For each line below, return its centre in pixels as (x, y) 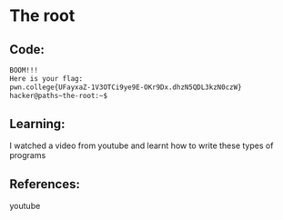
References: (45, 184)
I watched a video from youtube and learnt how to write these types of (141, 145)
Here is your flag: (46, 78)
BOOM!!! (24, 70)
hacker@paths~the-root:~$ (58, 95)
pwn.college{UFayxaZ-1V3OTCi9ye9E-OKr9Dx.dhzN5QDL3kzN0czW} (126, 87)
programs (28, 155)
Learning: (37, 124)
